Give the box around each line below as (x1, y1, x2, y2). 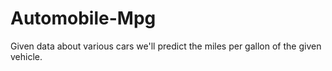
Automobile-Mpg (10, 7, 157, 30)
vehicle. (10, 50, 43, 62)
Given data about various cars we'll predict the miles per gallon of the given (10, 40, 322, 52)
